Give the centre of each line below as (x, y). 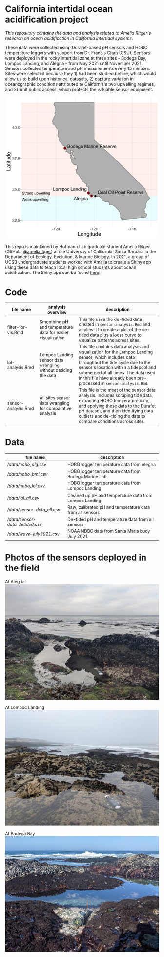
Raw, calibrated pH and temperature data (109, 507)
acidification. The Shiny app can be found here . (53, 272)
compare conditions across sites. (112, 421)
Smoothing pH (54, 322)
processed (90, 383)
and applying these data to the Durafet (117, 406)
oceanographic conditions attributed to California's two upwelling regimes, (80, 84)
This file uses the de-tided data (111, 319)
